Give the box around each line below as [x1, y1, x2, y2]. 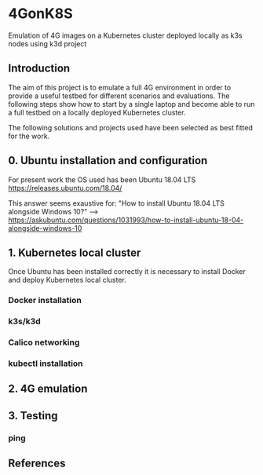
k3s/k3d [8, 316, 41, 327]
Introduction [8, 62, 71, 75]
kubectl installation [8, 358, 84, 369]
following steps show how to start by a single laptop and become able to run [8, 99, 255, 108]
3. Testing [8, 409, 58, 422]
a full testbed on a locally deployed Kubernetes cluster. [8, 108, 186, 117]
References [8, 457, 66, 470]
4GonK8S [8, 5, 73, 23]
